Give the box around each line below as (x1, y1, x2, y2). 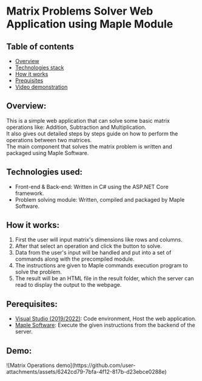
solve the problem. (15, 269, 62, 276)
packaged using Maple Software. (6, 149, 89, 156)
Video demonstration (15, 83, 68, 91)
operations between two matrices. (6, 136, 92, 143)
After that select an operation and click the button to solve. (15, 242, 163, 250)
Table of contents (6, 41, 74, 52)
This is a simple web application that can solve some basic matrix (6, 117, 170, 124)
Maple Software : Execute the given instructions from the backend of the (15, 321, 195, 329)
